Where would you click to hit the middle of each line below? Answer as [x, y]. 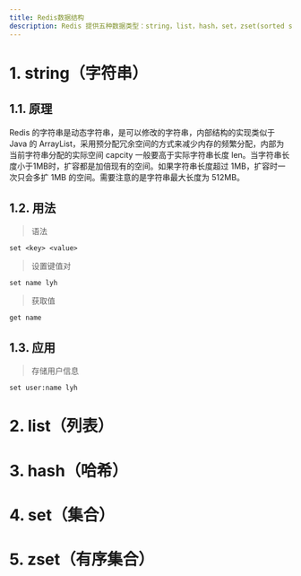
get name [26, 318]
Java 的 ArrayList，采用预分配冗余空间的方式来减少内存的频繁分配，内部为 [147, 144]
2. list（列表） [61, 426]
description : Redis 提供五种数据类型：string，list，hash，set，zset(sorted [147, 26]
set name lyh [34, 284]
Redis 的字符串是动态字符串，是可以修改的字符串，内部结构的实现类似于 [142, 132]
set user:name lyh [43, 388]
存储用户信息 [55, 371]
